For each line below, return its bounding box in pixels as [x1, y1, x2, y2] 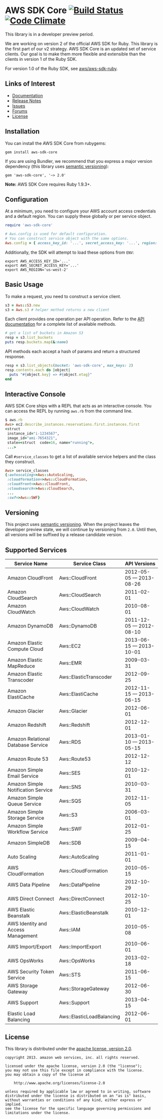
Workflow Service [7, 829, 49, 836]
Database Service [7, 742, 49, 749]
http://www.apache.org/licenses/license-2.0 [14, 1081, 105, 1086]
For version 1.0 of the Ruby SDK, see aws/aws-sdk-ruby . [5, 66, 118, 71]
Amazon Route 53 [7, 756, 49, 763]
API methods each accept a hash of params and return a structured [5, 349, 140, 354]
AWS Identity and [7, 920, 47, 927]
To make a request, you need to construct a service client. [5, 293, 121, 299]
